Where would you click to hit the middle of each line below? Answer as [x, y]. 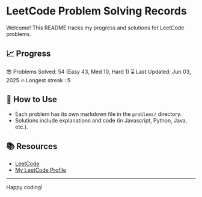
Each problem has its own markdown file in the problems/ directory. [98, 114]
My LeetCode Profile [40, 170]
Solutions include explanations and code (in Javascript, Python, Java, [101, 120]
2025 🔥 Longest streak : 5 [38, 80]
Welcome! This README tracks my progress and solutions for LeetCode [95, 28]
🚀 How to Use [32, 99]
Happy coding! [25, 187]
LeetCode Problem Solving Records [97, 11]
